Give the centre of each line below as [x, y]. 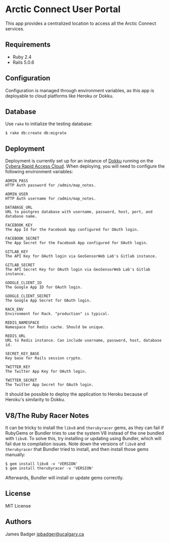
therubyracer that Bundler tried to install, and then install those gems [77, 449]
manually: [15, 455]
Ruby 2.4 [22, 57]
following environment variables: [39, 172]
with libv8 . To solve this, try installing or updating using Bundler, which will [83, 438]
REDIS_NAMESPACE [22, 323]
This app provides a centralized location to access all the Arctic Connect [81, 23]
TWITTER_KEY [18, 367]
